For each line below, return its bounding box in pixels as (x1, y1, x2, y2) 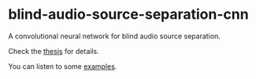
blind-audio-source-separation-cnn (8, 5, 250, 23)
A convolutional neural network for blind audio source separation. (8, 31, 221, 41)
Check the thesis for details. (8, 46, 100, 56)
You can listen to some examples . (8, 61, 117, 71)
